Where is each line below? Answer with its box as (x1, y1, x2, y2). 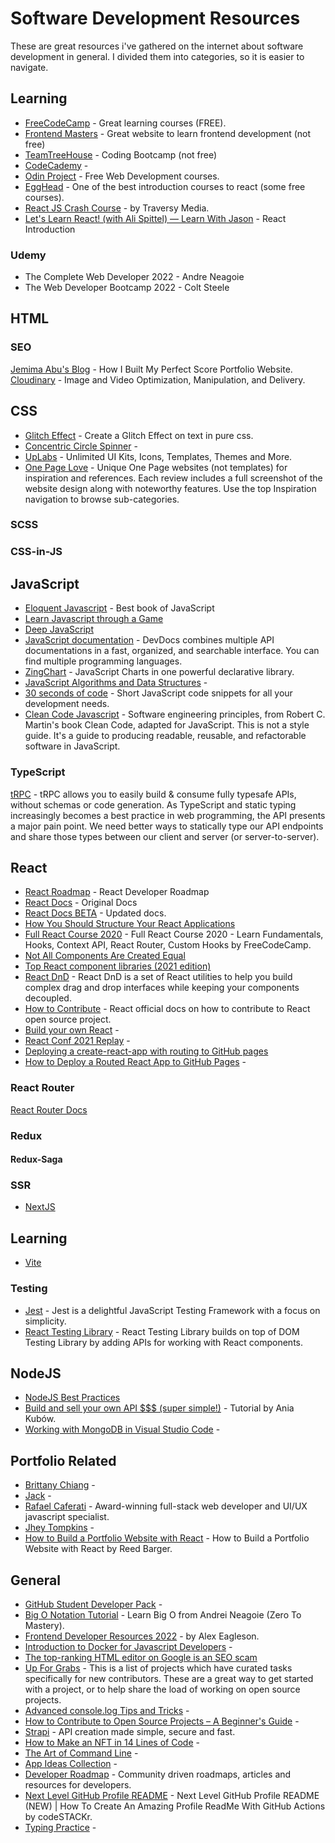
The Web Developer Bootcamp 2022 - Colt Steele (24, 282, 230, 294)
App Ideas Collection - (24, 1757, 118, 1769)
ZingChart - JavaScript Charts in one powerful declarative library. (24, 666, 295, 678)
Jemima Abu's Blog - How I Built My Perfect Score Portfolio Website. (10, 363, 293, 375)
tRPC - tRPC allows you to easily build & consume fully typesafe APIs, (10, 788, 297, 800)
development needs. (24, 698, 110, 710)
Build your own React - (24, 1024, 120, 1036)
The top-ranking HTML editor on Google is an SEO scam (24, 1651, 258, 1663)
